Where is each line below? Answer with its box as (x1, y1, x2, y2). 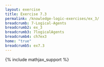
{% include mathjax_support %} (5, 56, 69, 62)
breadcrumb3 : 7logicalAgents (5, 30, 64, 34)
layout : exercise (5, 7, 41, 12)
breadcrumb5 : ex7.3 (5, 43, 45, 48)
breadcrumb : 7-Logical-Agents (5, 20, 67, 26)
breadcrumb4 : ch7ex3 (5, 34, 47, 39)
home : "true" (5, 39, 32, 44)
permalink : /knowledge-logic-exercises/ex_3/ (5, 16, 99, 21)
